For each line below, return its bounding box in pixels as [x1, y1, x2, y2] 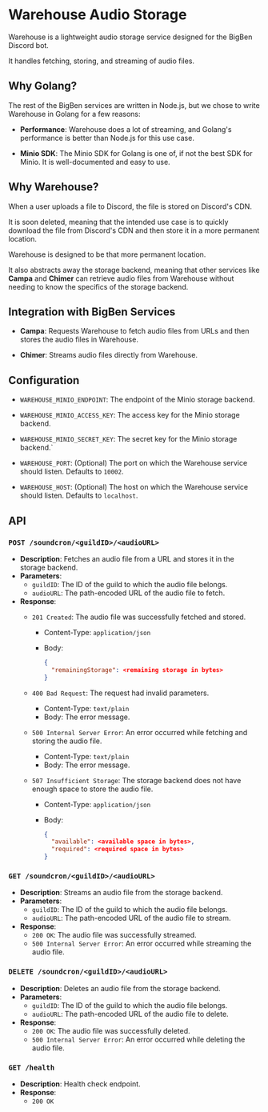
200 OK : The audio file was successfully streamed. [31, 930, 197, 940]
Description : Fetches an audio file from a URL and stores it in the [19, 554, 234, 563]
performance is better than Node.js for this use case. [19, 133, 194, 142]
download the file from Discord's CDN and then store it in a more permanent [8, 226, 260, 235]
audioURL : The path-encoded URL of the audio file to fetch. [31, 588, 226, 598]
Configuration [8, 374, 80, 387]
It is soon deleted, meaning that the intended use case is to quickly [8, 217, 229, 226]
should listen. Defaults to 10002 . [19, 466, 124, 477]
